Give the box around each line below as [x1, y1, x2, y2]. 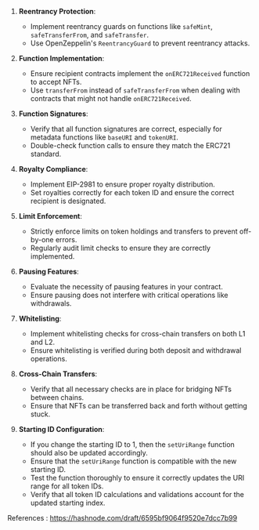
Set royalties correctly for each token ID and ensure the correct [30, 188, 235, 197]
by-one [30, 235, 54, 244]
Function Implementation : [18, 54, 105, 63]
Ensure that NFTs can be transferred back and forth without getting [30, 401, 248, 410]
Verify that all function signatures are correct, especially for [30, 125, 222, 133]
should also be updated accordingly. [30, 448, 148, 457]
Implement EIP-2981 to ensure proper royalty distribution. [30, 180, 216, 189]
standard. [30, 149, 62, 158]
